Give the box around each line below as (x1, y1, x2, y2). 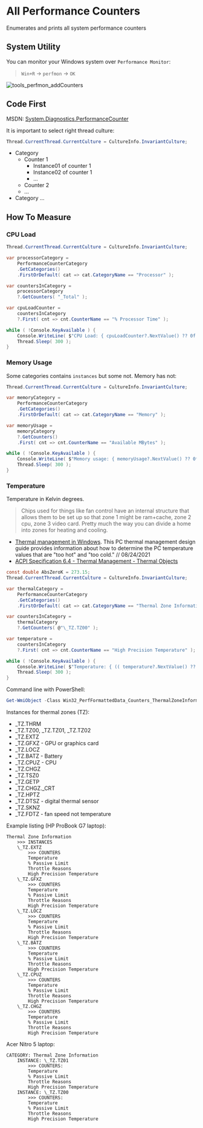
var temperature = (6, 636, 53, 642)
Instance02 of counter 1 (33, 168, 92, 176)
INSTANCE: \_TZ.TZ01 (17, 1058, 69, 1064)
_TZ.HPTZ (14, 791, 40, 798)
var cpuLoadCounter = (6, 305, 61, 311)
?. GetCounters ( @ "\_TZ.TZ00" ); (17, 625, 98, 631)
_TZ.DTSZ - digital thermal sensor (14, 798, 99, 805)
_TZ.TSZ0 (14, 772, 39, 779)
